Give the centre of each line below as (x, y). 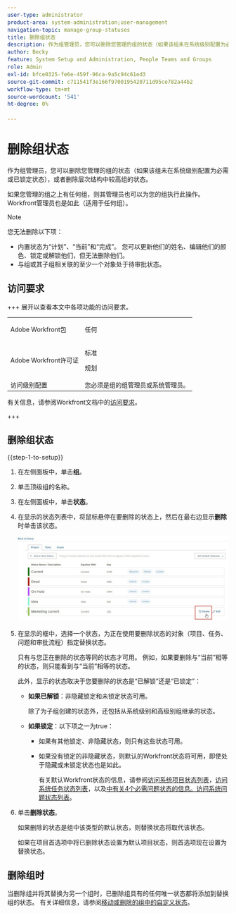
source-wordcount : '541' (44, 97)
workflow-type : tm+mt (39, 89)
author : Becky (28, 52)
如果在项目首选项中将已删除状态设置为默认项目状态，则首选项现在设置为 (122, 842)
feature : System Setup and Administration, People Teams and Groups (110, 60)
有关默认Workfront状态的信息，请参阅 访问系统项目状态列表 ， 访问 (133, 780)
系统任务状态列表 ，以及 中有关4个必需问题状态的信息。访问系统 (130, 788)
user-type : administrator (45, 15)
